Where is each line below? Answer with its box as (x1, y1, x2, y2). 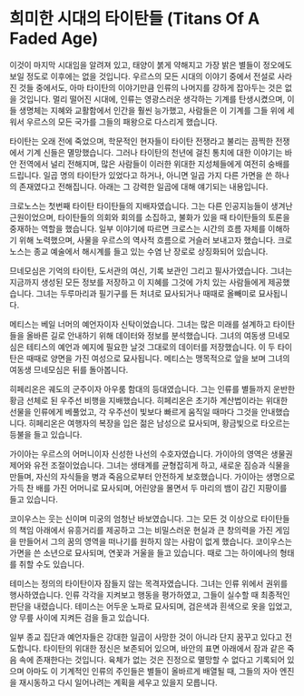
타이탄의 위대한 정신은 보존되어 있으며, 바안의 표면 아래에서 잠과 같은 (43, 642, 286, 653)
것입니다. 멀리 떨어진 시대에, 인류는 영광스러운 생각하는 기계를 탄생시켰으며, (18, 93, 286, 105)
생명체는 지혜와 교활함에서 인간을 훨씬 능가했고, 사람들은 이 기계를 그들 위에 (18, 105, 286, 116)
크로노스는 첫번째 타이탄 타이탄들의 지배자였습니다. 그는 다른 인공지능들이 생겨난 (9, 200, 293, 211)
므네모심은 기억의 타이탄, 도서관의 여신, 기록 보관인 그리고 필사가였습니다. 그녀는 (9, 265, 293, 276)
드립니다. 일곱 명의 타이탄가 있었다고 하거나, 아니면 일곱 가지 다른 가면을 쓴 (9, 169, 273, 180)
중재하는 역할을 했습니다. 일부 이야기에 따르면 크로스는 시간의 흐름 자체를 (9, 223, 266, 234)
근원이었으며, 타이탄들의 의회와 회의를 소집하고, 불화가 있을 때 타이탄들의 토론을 (9, 211, 290, 223)
